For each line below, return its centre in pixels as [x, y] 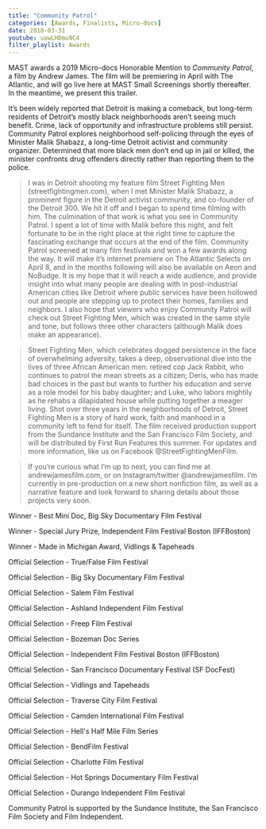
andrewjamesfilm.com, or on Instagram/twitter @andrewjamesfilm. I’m [143, 475]
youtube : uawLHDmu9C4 [44, 38]
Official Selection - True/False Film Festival [78, 562]
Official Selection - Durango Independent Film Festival [96, 793]
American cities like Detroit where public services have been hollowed [143, 293]
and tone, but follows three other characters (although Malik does [135, 326]
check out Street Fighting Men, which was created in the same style [139, 318]
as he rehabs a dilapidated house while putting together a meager [135, 401]
